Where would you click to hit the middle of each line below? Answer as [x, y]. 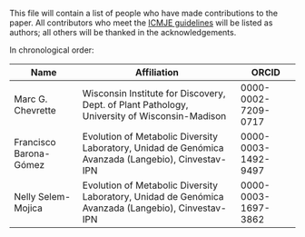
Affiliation [157, 72]
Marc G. [31, 99]
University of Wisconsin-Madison [154, 116]
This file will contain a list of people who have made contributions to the [144, 13]
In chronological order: [52, 50]
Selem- [54, 197]
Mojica [29, 208]
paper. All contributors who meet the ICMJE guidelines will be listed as [141, 23]
